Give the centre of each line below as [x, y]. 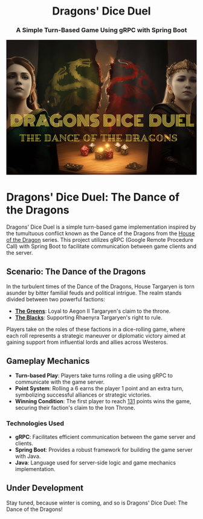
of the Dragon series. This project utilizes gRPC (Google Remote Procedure [100, 239]
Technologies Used [35, 424]
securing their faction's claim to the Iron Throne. [75, 408]
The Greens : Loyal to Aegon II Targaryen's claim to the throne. [93, 311]
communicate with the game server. [60, 382]
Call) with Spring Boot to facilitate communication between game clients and [101, 246]
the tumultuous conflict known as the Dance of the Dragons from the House [101, 233]
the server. [20, 252]
